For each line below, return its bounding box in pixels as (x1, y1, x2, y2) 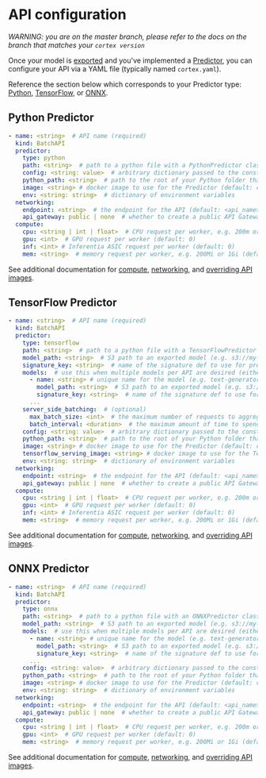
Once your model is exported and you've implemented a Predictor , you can (8, 56, 253, 65)
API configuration (8, 6, 127, 24)
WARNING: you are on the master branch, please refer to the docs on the (8, 32, 247, 41)
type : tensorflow (22, 339, 80, 347)
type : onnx (22, 605, 59, 613)
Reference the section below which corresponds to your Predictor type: (8, 79, 242, 89)
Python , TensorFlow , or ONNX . (8, 87, 108, 97)
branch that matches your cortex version (8, 40, 145, 49)
